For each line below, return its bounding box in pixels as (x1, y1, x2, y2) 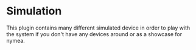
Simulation (6, 4, 62, 18)
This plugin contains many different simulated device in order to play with (6, 24, 191, 31)
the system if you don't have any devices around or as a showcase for (6, 30, 183, 37)
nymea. (6, 37, 26, 44)
